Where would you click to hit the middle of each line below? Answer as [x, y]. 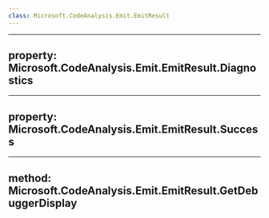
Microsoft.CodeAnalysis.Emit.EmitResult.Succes [133, 129]
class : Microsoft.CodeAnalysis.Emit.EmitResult [89, 16]
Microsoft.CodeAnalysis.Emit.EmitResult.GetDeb [133, 190]
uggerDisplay [43, 203]
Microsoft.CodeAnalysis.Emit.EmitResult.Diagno [132, 68]
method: [30, 178]
